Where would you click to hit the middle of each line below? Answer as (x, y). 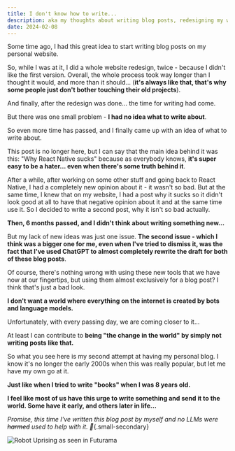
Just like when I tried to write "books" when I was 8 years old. (99, 385)
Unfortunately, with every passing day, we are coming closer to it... (104, 322)
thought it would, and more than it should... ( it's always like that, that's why (117, 83)
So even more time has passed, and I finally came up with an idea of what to (117, 131)
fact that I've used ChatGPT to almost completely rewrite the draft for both (117, 252)
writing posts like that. (41, 343)
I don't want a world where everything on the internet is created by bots (114, 301)
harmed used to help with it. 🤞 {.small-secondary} (78, 427)
